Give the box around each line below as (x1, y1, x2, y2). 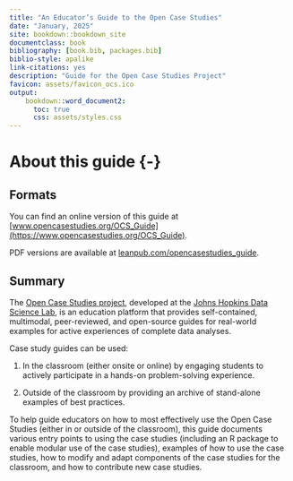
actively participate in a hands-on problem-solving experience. (22, 369, 255, 381)
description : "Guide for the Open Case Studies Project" (9, 72, 227, 81)
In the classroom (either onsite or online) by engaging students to (22, 360, 264, 371)
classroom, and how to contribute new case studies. (9, 461, 203, 472)
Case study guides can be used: (9, 342, 128, 354)
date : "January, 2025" (9, 21, 94, 30)
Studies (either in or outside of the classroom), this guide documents (9, 423, 263, 434)
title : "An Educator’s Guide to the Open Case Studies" (9, 13, 222, 22)
